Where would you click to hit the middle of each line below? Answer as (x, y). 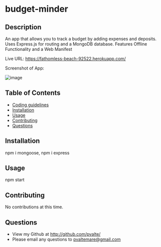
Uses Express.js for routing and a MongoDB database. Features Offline (76, 44)
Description (23, 27)
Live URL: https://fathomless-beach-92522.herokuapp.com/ (65, 59)
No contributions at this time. (34, 207)
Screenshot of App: (25, 68)
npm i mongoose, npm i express (37, 153)
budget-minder (37, 9)
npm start (15, 180)
